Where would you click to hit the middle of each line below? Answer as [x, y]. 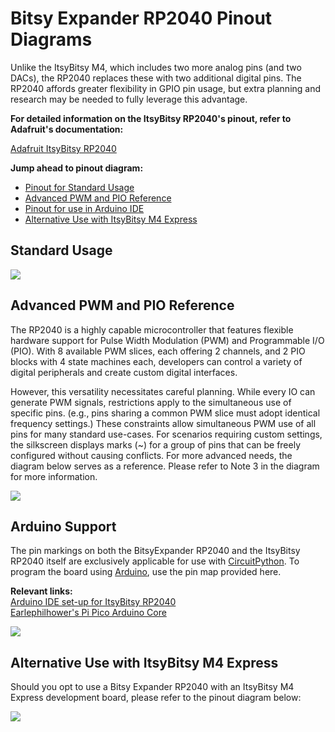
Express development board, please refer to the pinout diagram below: [156, 698]
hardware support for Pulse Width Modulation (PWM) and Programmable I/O [167, 340]
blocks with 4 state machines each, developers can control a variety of [156, 361]
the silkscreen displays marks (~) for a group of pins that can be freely [156, 444]
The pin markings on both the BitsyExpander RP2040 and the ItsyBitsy [155, 551]
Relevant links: [41, 591]
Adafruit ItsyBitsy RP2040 [63, 148]
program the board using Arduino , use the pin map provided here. [146, 572]
